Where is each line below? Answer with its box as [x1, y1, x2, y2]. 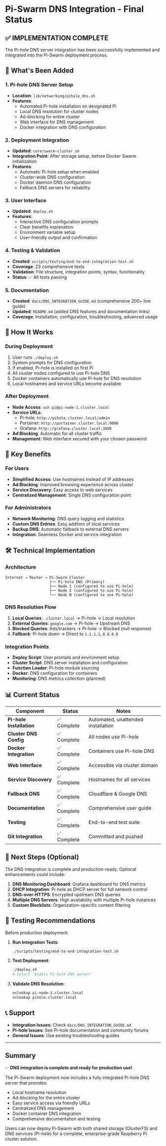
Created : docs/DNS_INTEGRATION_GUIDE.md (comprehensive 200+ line [12, 298, 151, 304]
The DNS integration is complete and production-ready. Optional [5, 866, 137, 872]
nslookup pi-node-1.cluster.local [12, 990, 83, 995]
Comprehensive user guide [88, 804, 152, 811]
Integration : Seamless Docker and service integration [12, 531, 122, 537]
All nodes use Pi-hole [88, 733, 139, 740]
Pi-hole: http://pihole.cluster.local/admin [19, 415, 110, 421]
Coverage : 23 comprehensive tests [12, 264, 85, 270]
